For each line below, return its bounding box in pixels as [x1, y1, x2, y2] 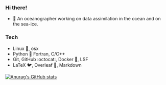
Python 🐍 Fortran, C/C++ [12, 50, 65, 57]
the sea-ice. [12, 21, 38, 27]
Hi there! [5, 4, 28, 11]
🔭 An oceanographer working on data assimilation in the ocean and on [12, 16, 161, 22]
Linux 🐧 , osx [12, 45, 39, 51]
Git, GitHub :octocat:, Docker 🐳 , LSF [12, 56, 88, 62]
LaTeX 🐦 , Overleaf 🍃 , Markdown [12, 62, 82, 68]
